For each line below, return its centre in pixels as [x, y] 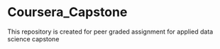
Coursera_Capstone [67, 12]
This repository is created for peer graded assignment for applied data [110, 31]
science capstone [33, 38]
